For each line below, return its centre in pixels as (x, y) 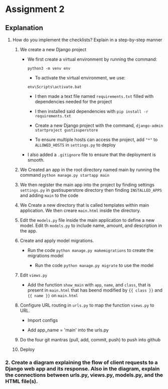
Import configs (43, 320)
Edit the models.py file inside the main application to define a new (87, 220)
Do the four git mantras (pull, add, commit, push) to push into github (90, 340)
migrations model (45, 255)
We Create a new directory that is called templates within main (85, 205)
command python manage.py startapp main (64, 175)
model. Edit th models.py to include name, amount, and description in (91, 225)
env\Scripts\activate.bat (54, 87)
